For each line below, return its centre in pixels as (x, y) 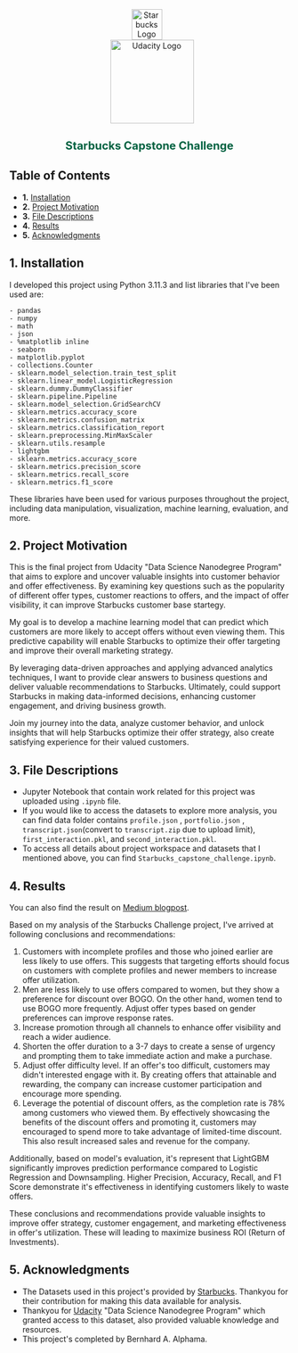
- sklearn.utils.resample (57, 443)
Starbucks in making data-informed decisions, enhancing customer (133, 697)
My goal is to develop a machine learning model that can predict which (139, 623)
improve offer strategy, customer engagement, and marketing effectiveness (148, 1223)
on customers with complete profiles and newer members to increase (149, 970)
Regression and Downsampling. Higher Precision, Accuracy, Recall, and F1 (145, 1177)
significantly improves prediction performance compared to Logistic (134, 1168)
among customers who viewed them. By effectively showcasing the (146, 1113)
